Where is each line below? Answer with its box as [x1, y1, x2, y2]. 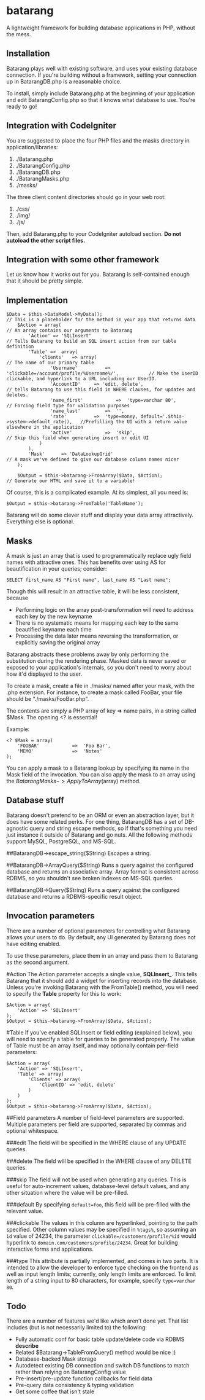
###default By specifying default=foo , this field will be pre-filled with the [6, 1200, 191, 1208]
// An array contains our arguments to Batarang [6, 327, 133, 334]
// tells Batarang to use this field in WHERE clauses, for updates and [6, 386, 196, 393]
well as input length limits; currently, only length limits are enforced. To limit [6, 1270, 196, 1278]
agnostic [6, 824, 29, 832]
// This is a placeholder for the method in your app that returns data [6, 317, 196, 323]
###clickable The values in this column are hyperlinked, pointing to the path [6, 1219, 198, 1226]
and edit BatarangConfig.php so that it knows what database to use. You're [6, 96, 196, 103]
